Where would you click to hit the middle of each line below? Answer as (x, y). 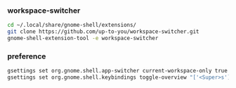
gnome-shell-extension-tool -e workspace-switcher (83, 38)
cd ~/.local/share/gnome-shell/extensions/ (72, 25)
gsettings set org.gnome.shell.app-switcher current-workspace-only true (118, 71)
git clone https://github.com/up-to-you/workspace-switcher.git (103, 32)
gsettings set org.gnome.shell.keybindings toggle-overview (97, 77)
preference (27, 56)
